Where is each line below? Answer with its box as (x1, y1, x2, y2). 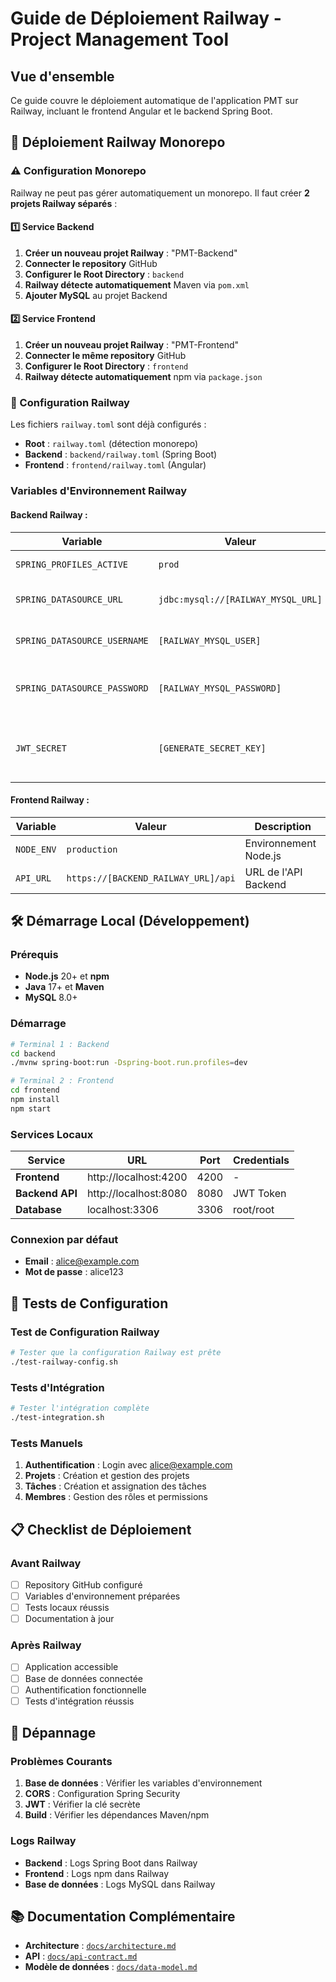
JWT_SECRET (15, 742, 67, 754)
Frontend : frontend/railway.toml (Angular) (24, 459, 207, 471)
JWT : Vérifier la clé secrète (24, 1798, 141, 1811)
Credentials (233, 1153, 290, 1167)
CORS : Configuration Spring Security (24, 1788, 181, 1800)
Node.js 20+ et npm (24, 970, 110, 982)
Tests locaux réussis (24, 1602, 110, 1614)
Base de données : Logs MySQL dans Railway (24, 1878, 216, 1890)
